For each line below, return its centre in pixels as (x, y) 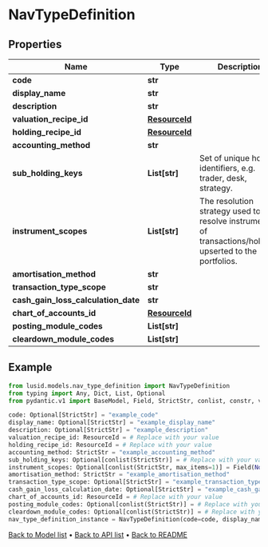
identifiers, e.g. (227, 168)
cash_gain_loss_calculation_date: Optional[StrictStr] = (105, 489)
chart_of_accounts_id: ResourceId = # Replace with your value (116, 497)
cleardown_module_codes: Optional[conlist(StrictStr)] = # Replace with (132, 512)
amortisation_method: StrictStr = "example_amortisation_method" (119, 475)
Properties (35, 44)
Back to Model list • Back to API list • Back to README (98, 534)
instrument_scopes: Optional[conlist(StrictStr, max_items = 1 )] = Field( (132, 467)
